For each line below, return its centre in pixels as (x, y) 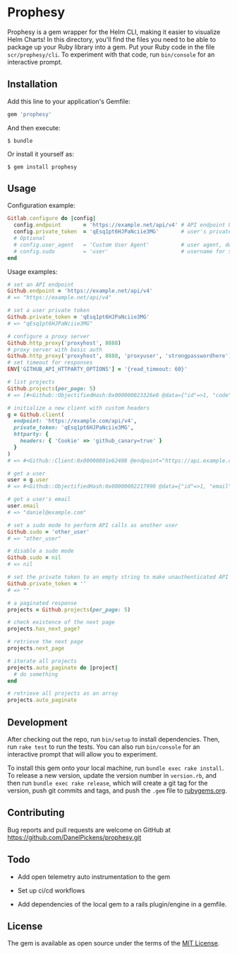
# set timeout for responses (50, 363)
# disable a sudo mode (41, 551)
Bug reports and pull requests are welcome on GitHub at (89, 829)
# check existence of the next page (61, 622)
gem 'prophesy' (30, 114)
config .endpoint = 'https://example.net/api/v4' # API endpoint (120, 225)
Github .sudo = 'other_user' (49, 531)
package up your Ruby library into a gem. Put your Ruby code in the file (111, 47)
